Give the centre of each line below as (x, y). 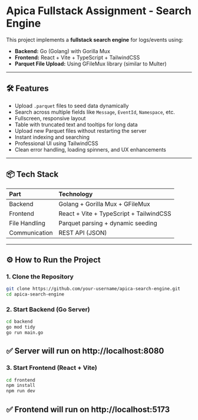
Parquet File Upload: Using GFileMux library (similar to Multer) (90, 64)
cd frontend (21, 380)
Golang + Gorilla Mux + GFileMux (104, 204)
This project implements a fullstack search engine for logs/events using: (95, 40)
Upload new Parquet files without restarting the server (80, 130)
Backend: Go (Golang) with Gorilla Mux (62, 51)
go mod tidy (21, 327)
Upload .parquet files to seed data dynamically (72, 106)
